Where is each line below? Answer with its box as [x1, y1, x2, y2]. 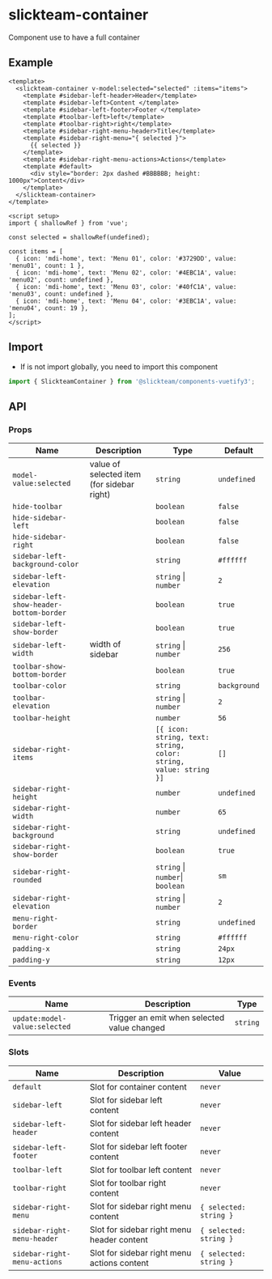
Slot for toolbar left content [89, 1164, 193, 1175]
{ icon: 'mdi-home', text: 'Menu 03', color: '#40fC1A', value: [15, 283, 237, 291]
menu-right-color [12, 933, 79, 942]
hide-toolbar [12, 502, 63, 512]
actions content [89, 1257, 150, 1268]
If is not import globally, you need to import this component [19, 362, 219, 372]
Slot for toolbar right [89, 1177, 167, 1188]
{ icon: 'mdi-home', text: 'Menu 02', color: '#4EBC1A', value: [15, 269, 237, 277]
